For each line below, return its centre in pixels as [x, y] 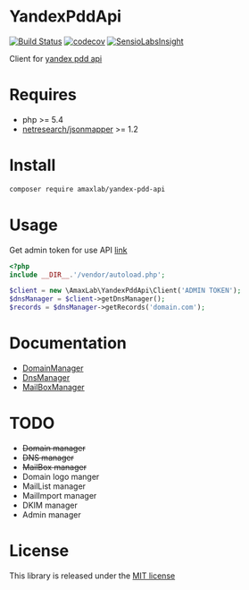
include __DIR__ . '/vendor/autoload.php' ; [87, 275]
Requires [43, 95]
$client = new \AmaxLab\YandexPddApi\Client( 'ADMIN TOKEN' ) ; [125, 291]
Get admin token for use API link [68, 250]
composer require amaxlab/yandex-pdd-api [87, 189]
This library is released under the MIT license [92, 576]
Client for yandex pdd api [56, 58]
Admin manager [52, 514]
